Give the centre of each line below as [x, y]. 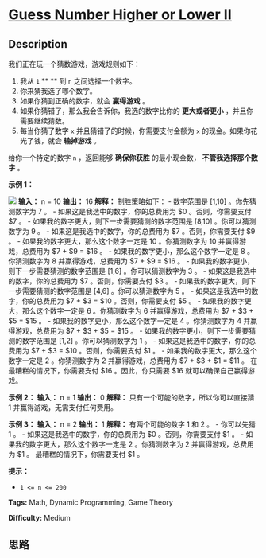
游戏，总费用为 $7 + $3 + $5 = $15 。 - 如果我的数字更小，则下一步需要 [132, 331]
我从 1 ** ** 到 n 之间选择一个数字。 [78, 81]
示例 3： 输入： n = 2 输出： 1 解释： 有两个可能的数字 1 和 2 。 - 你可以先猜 [132, 424]
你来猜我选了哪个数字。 [58, 91]
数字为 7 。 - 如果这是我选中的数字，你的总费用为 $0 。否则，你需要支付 [133, 211]
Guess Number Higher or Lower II [120, 15]
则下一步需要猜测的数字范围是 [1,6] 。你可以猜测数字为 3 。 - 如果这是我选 [129, 271]
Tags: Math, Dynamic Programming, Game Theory [91, 502]
